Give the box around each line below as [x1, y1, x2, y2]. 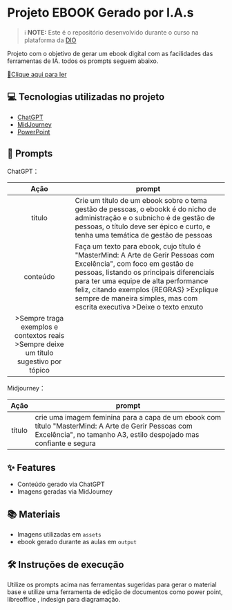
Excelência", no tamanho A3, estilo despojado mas [35, 429, 200, 439]
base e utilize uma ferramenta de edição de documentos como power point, [7, 588, 223, 596]
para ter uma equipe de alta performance [75, 276, 209, 285]
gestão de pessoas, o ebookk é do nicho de [75, 204, 217, 214]
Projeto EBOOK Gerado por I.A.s [7, 5, 194, 21]
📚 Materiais [7, 508, 61, 520]
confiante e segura [35, 438, 97, 448]
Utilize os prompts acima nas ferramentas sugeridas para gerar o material [7, 580, 217, 589]
